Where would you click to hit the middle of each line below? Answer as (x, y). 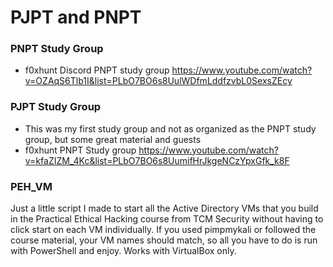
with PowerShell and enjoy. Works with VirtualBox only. (123, 251)
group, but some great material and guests (113, 139)
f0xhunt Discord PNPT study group (97, 70)
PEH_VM (31, 186)
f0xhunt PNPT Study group (80, 150)
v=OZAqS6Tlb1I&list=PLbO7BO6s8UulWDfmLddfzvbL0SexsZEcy (158, 81)
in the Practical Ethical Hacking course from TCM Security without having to (167, 219)
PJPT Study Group (56, 107)
